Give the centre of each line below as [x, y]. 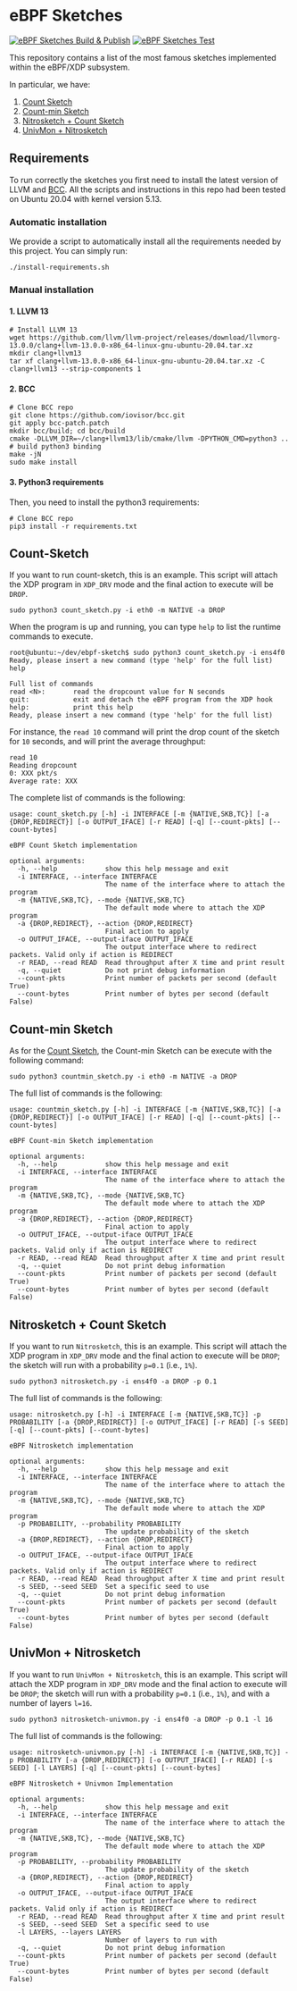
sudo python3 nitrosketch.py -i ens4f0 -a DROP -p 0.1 [113, 1382]
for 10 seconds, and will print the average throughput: [108, 742]
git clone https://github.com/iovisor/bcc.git [97, 416]
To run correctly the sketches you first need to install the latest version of [144, 180]
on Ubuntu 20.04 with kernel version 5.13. [86, 198]
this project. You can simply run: [68, 251]
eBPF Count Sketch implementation [74, 845]
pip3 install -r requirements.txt [74, 526]
